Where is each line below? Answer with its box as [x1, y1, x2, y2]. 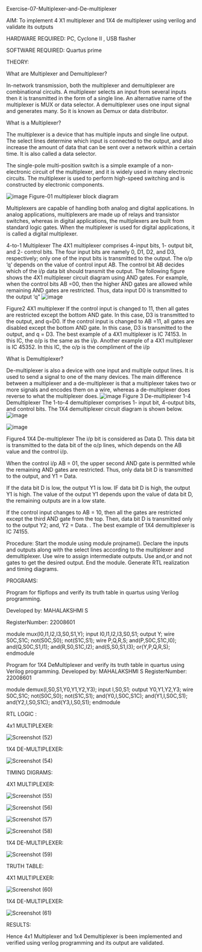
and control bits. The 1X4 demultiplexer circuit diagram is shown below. [6, 405, 183, 413]
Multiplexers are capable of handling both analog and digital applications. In [6, 205, 195, 211]
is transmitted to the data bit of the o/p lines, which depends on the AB [6, 442, 182, 449]
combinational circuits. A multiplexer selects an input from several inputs [6, 88, 187, 95]
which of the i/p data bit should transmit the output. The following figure [6, 268, 185, 274]
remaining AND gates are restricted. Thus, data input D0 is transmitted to [6, 287, 188, 294]
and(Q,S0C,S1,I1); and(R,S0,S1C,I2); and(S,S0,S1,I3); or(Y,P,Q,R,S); [6, 643, 171, 650]
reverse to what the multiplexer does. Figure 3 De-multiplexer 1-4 [6, 393, 191, 399]
